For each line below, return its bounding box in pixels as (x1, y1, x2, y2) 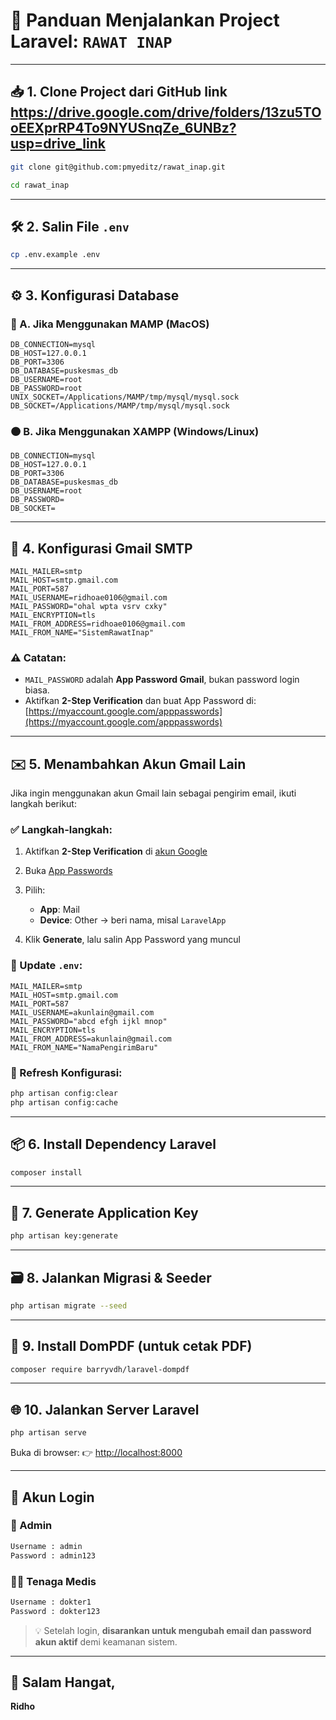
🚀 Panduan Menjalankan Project (10, 9, 280, 32)
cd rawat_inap (10, 180, 70, 190)
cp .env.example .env (10, 250, 101, 260)
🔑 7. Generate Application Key (10, 1204, 199, 1221)
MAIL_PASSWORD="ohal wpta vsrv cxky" (10, 601, 168, 611)
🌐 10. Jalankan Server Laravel (10, 1401, 200, 1418)
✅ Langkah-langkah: (10, 823, 113, 837)
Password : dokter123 (10, 1606, 101, 1616)
